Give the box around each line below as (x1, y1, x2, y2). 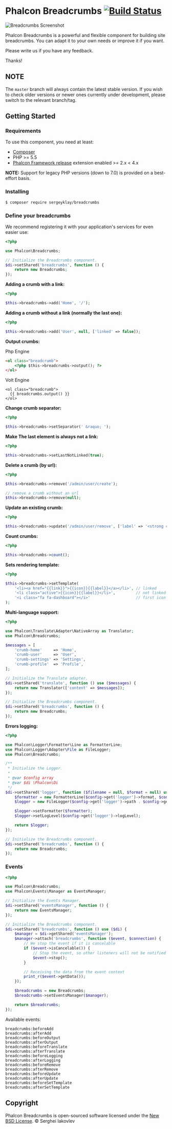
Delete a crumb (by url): (5, 462, 57, 468)
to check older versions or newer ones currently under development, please (5, 92, 165, 98)
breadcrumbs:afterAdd (5, 1031, 52, 1036)
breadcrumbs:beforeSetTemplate (5, 1080, 72, 1085)
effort (5, 175, 17, 181)
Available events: (5, 1016, 41, 1023)
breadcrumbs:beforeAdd (5, 1026, 54, 1031)
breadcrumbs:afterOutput (5, 1040, 58, 1045)
